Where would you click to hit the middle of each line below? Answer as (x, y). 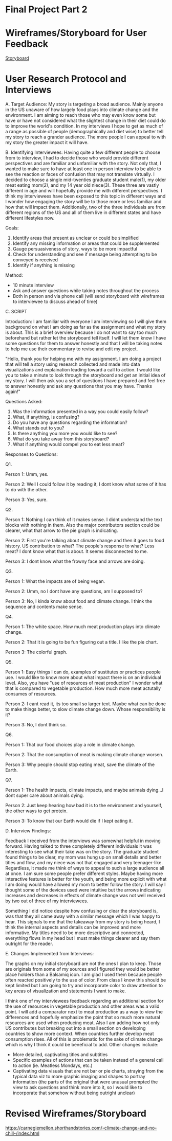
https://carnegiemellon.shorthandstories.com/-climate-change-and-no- (81, 1128)
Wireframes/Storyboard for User (76, 33)
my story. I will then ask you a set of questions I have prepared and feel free (85, 381)
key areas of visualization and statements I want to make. (66, 991)
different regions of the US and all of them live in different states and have (83, 212)
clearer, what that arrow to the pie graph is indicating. (62, 530)
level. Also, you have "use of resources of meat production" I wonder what (84, 683)
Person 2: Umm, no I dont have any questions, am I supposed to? (74, 591)
